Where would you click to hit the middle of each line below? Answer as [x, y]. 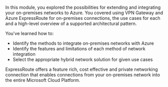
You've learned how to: [30, 33]
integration [24, 54]
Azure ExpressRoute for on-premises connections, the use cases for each [83, 18]
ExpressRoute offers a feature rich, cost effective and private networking [82, 69]
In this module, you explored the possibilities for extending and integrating [83, 7]
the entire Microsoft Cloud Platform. [43, 80]
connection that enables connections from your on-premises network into [83, 75]
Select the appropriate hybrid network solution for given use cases [83, 60]
